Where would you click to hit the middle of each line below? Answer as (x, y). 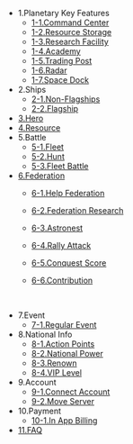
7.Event (31, 315)
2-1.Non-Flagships (66, 99)
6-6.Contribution (62, 280)
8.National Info (45, 334)
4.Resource (39, 128)
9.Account (37, 382)
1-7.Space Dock (60, 80)
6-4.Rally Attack (61, 245)
